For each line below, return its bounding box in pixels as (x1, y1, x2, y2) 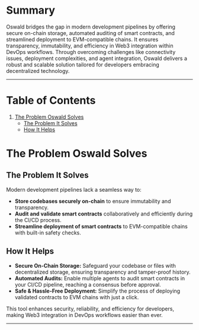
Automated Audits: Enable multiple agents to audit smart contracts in (14, 274, 185, 282)
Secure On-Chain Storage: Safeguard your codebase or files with (14, 262, 176, 269)
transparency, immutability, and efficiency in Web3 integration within (6, 42, 174, 49)
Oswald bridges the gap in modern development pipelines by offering (6, 23, 176, 30)
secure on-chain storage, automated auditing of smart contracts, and (6, 29, 175, 36)
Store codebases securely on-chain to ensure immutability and (14, 197, 171, 205)
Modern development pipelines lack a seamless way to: (6, 186, 142, 193)
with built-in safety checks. (14, 229, 82, 236)
